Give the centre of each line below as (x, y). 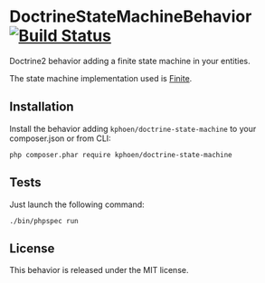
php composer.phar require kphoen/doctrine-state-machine (121, 155)
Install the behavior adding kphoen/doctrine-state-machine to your (133, 128)
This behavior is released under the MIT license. (99, 270)
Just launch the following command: (77, 204)
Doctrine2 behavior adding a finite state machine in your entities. (130, 61)
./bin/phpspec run (44, 221)
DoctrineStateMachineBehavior (131, 17)
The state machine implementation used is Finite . (101, 78)
